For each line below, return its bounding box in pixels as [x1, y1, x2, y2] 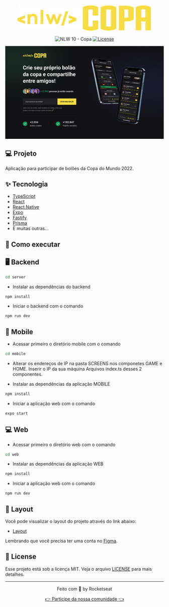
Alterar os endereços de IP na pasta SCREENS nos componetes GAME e [12, 360, 162, 366]
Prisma [12, 220, 28, 226]
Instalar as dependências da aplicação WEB [12, 461, 104, 467]
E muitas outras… [12, 225, 49, 232]
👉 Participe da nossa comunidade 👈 [45, 596, 124, 602]
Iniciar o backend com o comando [12, 303, 83, 309]
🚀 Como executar [5, 240, 60, 248]
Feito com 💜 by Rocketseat [57, 586, 112, 592]
